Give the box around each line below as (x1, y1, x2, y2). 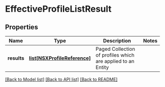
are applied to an (95, 58, 135, 65)
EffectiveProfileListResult (5, 3, 112, 15)
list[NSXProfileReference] (28, 55, 91, 62)
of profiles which (95, 52, 135, 58)
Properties (5, 23, 38, 31)
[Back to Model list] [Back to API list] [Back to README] (5, 77, 118, 82)
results (7, 55, 25, 62)
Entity (95, 64, 109, 70)
